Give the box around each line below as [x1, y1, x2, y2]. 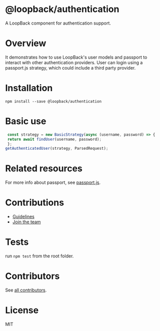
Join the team [12, 219, 41, 225]
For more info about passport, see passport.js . [5, 179, 101, 186]
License [5, 304, 39, 316]
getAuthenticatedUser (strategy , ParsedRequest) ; [5, 146, 108, 151]
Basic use [5, 116, 46, 127]
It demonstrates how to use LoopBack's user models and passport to [5, 54, 147, 60]
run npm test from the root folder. [5, 253, 74, 259]
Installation [5, 83, 53, 94]
